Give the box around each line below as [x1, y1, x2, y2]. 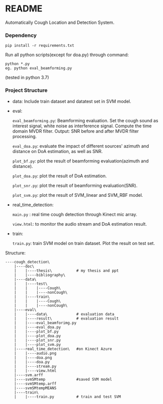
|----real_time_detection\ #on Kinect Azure [14, 346, 112, 351]
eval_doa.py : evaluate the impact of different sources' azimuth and [12, 143, 149, 149]
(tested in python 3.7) [5, 75, 49, 81]
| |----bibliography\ [14, 272, 66, 277]
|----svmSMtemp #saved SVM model [14, 377, 112, 382]
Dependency [5, 32, 37, 39]
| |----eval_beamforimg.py [14, 320, 77, 325]
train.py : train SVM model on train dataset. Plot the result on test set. [12, 240, 155, 246]
